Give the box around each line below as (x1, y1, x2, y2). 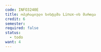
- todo (9, 35, 23, 40)
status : (5, 30, 21, 35)
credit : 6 (5, 16, 26, 21)
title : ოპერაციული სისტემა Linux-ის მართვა (5, 12, 97, 17)
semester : (5, 21, 26, 26)
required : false (5, 26, 39, 31)
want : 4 (5, 40, 21, 45)
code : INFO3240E (5, 7, 39, 12)
